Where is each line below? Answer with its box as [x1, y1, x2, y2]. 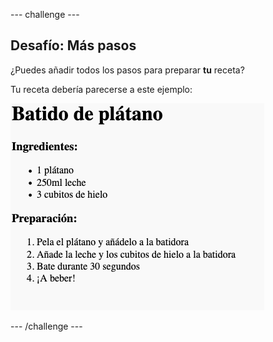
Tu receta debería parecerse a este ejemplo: [10, 83, 193, 95]
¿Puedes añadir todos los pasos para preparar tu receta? [10, 64, 245, 76]
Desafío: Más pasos [10, 37, 137, 54]
